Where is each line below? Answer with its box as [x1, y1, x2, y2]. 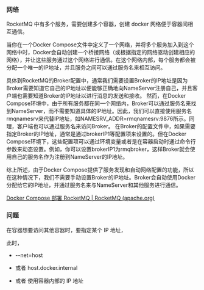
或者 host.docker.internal [15, 264, 78, 271]
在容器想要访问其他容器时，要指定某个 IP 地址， [6, 226, 127, 233]
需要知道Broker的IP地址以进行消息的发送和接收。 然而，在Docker [22, 92, 186, 100]
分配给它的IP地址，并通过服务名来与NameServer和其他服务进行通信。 [6, 181, 181, 189]
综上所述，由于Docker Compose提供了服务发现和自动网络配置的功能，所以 [6, 166, 194, 173]
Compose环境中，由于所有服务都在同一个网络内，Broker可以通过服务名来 [6, 100, 191, 107]
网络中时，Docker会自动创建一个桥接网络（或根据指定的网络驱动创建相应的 [6, 49, 195, 56]
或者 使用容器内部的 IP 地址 [15, 277, 84, 285]
